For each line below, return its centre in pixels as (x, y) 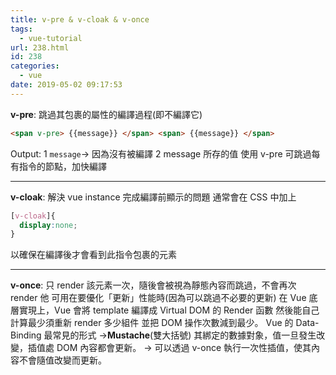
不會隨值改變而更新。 (62, 360)
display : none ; (48, 225)
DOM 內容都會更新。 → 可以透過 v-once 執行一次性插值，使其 (184, 348)
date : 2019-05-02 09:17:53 (66, 85)
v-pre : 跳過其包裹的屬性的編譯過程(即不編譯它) (106, 114)
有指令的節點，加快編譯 (58, 166)
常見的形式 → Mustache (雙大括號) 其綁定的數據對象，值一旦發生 (184, 335)
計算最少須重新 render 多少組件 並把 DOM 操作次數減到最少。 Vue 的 (152, 323)
